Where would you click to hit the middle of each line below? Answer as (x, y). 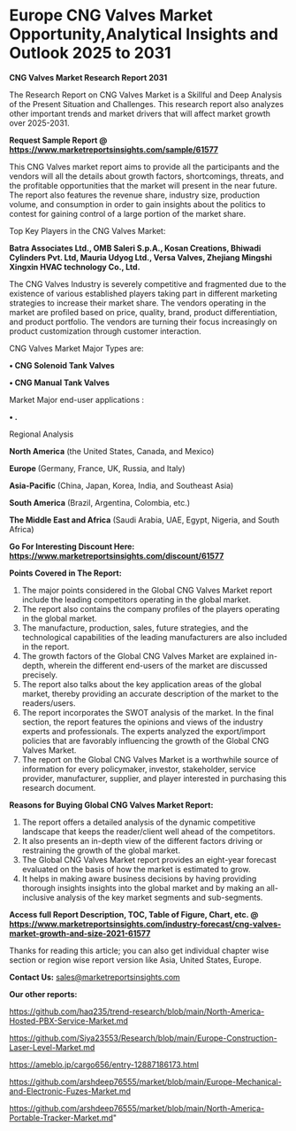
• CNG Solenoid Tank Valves (62, 365)
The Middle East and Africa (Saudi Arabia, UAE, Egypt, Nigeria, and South (144, 520)
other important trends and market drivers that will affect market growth (140, 113)
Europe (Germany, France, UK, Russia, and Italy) (97, 468)
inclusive (38, 897)
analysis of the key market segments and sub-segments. (159, 897)
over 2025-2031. (40, 123)
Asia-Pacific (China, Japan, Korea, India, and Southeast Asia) (121, 485)
